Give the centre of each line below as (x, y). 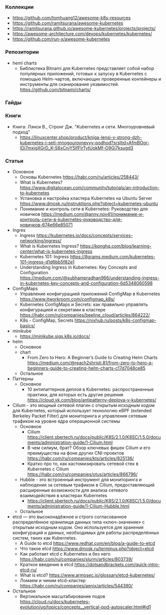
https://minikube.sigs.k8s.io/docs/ (55, 336)
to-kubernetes (35, 193)
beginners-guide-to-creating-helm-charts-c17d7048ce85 (86, 368)
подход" (21, 132)
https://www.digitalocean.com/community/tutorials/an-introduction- (90, 188)
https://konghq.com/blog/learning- (116, 246)
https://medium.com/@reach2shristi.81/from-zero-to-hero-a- (90, 363)
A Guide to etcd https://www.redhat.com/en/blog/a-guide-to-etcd (87, 544)
